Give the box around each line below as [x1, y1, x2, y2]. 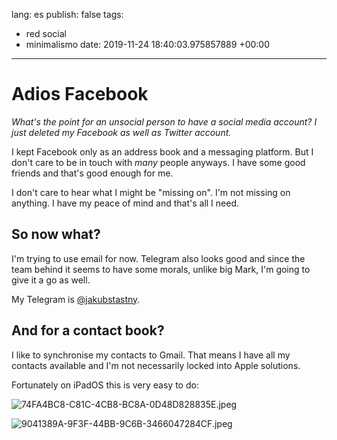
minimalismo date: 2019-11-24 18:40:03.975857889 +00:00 [25, 39, 271, 50]
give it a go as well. [11, 274, 91, 286]
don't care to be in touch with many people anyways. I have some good [11, 156, 306, 168]
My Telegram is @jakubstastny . [11, 293, 141, 305]
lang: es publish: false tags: [11, 9, 124, 20]
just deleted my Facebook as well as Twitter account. [11, 126, 232, 138]
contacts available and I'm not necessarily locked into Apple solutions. [11, 359, 301, 371]
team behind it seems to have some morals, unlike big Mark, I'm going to [11, 263, 311, 275]
